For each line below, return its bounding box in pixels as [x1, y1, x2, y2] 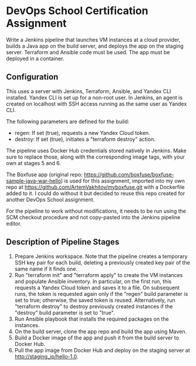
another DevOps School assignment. [6, 196, 95, 203]
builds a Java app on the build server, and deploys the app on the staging [6, 42, 184, 50]
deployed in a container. [6, 55, 65, 62]
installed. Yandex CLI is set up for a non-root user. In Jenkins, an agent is [6, 94, 183, 101]
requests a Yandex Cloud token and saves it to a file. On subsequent [14, 284, 180, 291]
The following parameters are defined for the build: [6, 118, 130, 125]
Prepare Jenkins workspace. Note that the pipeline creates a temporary [14, 252, 188, 260]
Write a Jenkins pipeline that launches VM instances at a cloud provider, [6, 36, 181, 43]
